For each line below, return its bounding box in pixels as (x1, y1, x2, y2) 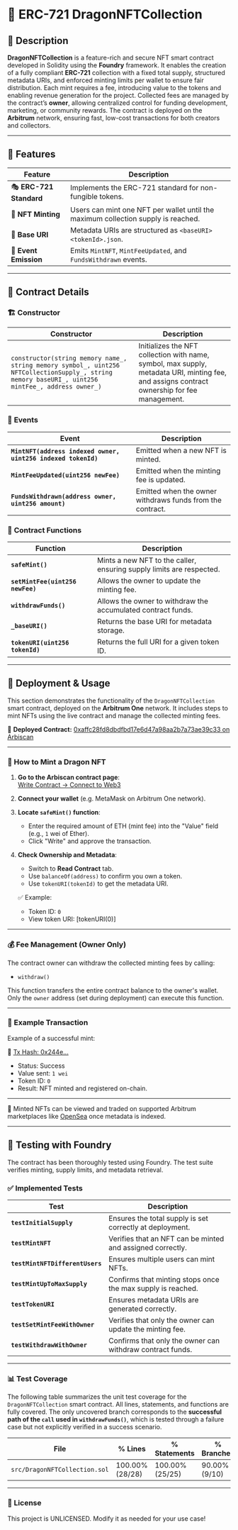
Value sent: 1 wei (17, 1068, 69, 1077)
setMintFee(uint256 (11, 578, 76, 586)
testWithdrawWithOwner (11, 1341, 87, 1349)
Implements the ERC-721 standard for (70, 183, 199, 193)
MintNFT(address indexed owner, (11, 447, 120, 455)
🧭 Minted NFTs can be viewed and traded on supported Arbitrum (7, 1104, 197, 1112)
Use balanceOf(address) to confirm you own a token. (28, 872, 183, 881)
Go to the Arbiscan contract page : (17, 773, 120, 782)
